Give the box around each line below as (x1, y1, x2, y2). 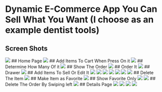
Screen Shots (5, 44, 48, 52)
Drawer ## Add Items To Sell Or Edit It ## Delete (5, 70, 154, 75)
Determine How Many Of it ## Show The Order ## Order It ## (5, 64, 150, 70)
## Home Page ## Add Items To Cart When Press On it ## (11, 58, 143, 64)
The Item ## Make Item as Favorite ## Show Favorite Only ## (5, 76, 156, 81)
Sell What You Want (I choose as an (5, 14, 154, 25)
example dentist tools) (5, 25, 99, 36)
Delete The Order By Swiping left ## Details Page (5, 82, 112, 87)
